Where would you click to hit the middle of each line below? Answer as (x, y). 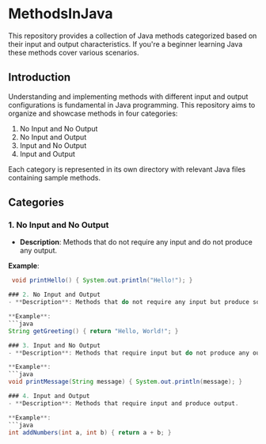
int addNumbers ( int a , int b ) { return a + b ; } (90, 432)
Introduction (40, 77)
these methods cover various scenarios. (74, 52)
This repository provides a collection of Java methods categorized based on (133, 36)
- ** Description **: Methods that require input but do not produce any (129, 353)
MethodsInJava (61, 14)
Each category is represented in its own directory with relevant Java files (127, 169)
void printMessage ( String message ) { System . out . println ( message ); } (125, 382)
